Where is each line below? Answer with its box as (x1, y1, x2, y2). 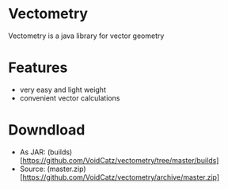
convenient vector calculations (19, 93, 120, 103)
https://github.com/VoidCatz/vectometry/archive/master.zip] (22, 172, 220, 182)
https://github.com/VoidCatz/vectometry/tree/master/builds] (22, 155, 219, 165)
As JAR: (19, 147, 46, 157)
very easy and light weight (19, 85, 107, 94)
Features (8, 59, 68, 77)
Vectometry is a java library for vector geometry (8, 31, 165, 40)
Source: (19, 164, 46, 173)
